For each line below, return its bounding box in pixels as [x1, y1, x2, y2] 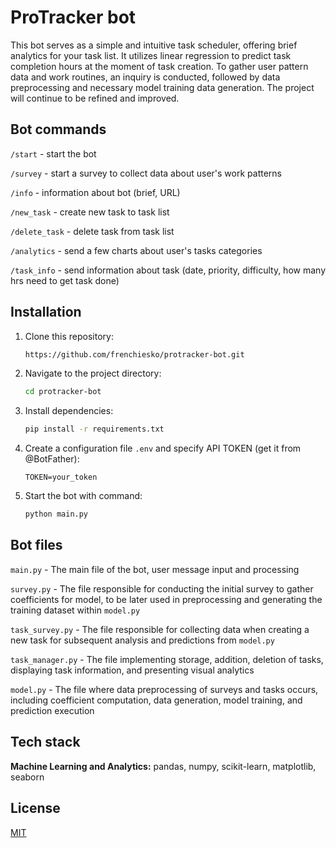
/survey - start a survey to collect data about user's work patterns [10, 167, 282, 179]
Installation [10, 304, 82, 321]
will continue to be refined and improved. [10, 92, 180, 104]
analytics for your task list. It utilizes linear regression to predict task [10, 49, 292, 61]
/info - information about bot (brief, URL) [10, 186, 181, 198]
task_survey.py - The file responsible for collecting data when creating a [10, 623, 310, 635]
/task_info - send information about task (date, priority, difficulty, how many [10, 264, 326, 276]
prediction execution [10, 704, 95, 716]
